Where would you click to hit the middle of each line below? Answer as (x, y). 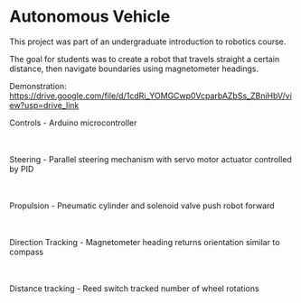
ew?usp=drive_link (44, 105)
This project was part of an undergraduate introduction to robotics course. (148, 41)
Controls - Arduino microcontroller (73, 123)
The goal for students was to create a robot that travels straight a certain (145, 59)
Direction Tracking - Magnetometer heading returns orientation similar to (145, 242)
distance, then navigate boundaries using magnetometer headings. (134, 69)
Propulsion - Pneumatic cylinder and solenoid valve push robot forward (142, 206)
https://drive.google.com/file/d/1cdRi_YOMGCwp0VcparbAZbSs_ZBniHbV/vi (150, 96)
